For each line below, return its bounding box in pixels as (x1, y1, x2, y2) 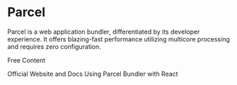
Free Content (7, 55, 46, 64)
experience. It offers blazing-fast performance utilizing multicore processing (7, 34, 230, 43)
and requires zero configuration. (7, 42, 101, 51)
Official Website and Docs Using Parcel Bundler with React (7, 70, 178, 78)
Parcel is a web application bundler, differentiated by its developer (7, 27, 200, 36)
